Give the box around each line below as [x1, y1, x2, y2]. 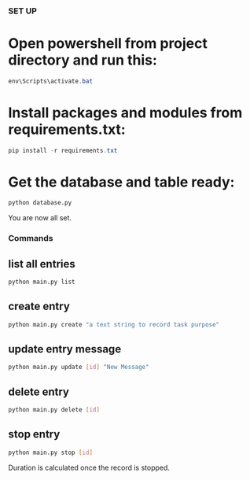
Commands [8, 233, 53, 244]
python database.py [8, 199, 72, 207]
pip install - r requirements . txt [8, 146, 118, 154]
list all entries [8, 257, 76, 271]
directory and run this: [8, 51, 157, 69]
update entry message [8, 342, 122, 356]
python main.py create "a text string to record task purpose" [8, 320, 220, 328]
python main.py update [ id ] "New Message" [8, 364, 149, 371]
